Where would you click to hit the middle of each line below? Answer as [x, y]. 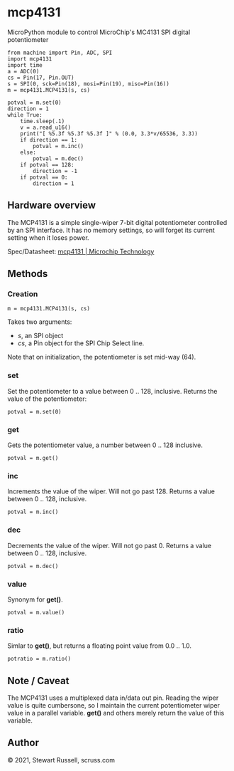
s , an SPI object [40, 336]
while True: [25, 115]
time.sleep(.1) [43, 121]
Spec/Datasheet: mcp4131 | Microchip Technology [81, 251]
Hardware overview [52, 205]
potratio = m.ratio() [39, 659]
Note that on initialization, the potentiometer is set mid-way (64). [102, 357]
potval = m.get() [33, 458]
